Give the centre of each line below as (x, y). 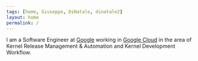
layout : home (23, 17)
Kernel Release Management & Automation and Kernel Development (91, 46)
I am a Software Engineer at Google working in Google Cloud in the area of (99, 40)
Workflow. (19, 53)
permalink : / (23, 23)
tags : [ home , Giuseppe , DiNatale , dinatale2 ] (64, 12)
